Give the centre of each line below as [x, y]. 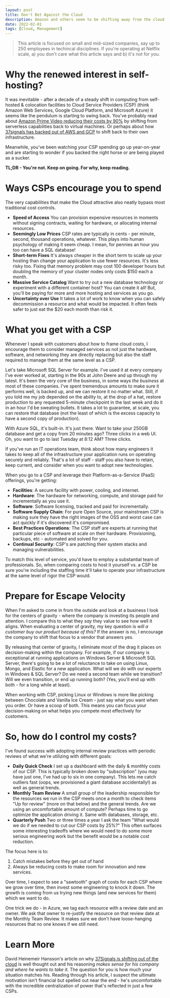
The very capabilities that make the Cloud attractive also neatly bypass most [85, 202]
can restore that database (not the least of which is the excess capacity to [83, 413]
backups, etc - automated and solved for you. [60, 538]
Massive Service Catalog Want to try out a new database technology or [88, 282]
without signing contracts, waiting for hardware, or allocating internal [85, 223]
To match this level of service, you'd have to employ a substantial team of [82, 559]
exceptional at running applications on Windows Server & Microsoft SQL [81, 658]
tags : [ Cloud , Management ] [34, 29]
